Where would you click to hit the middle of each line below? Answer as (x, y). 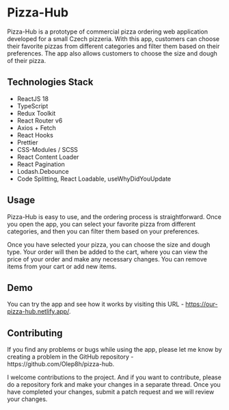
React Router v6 (40, 120)
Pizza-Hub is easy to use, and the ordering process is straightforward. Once (114, 216)
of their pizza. (27, 60)
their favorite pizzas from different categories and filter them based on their (113, 46)
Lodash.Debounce (43, 171)
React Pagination (41, 164)
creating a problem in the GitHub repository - (70, 357)
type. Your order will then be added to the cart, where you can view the (108, 252)
